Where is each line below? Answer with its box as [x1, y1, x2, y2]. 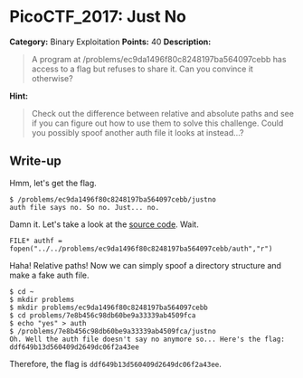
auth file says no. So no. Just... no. [9, 203, 160, 212]
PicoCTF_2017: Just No [9, 6, 187, 27]
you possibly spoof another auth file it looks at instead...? [31, 127, 244, 137]
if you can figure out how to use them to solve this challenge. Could [31, 118, 284, 128]
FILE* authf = [9, 236, 63, 245]
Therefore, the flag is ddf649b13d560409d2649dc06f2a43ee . [9, 358, 222, 369]
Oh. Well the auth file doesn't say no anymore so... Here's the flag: [9, 335, 285, 344]
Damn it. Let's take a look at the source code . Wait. [9, 219, 199, 230]
